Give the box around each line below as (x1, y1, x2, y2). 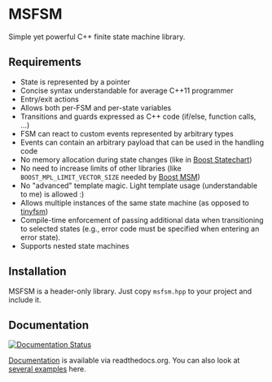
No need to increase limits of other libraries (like (20, 163, 182, 173)
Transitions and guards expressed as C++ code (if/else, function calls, (20, 111, 257, 121)
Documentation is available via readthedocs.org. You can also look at (8, 355, 240, 366)
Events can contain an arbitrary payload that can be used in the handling (20, 137, 265, 147)
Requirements (8, 55, 81, 69)
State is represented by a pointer (20, 76, 130, 86)
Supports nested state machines (20, 241, 129, 250)
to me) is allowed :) (20, 189, 85, 199)
